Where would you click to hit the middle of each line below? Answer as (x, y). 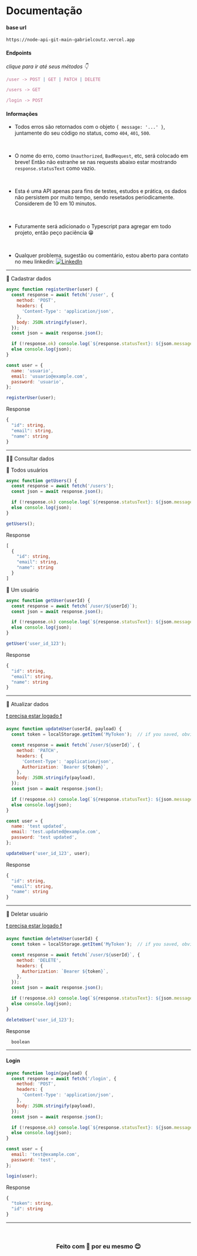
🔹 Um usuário (23, 590)
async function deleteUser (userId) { (52, 939)
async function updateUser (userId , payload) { (64, 729)
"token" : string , (33, 1204)
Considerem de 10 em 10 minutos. (55, 203)
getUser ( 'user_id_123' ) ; (36, 644)
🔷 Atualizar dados (27, 704)
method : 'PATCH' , (38, 750)
